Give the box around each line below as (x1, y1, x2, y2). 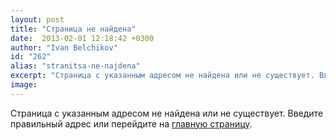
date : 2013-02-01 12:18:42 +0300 (10, 33, 155, 43)
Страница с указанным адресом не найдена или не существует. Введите (10, 107, 324, 119)
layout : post (10, 14, 65, 25)
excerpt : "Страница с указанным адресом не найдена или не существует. (10, 71, 315, 81)
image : (10, 80, 38, 90)
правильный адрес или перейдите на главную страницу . (10, 117, 253, 130)
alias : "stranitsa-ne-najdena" (10, 61, 141, 71)
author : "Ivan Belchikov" (10, 42, 118, 53)
